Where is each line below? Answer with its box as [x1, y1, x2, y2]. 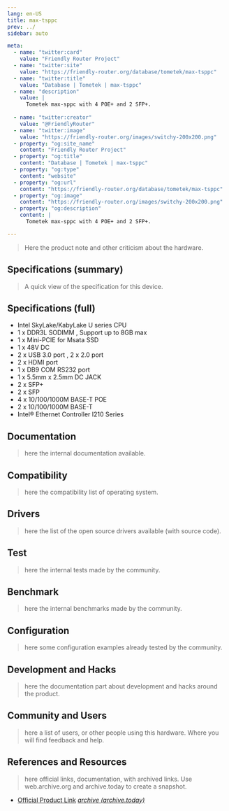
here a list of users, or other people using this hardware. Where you [24, 728, 219, 737]
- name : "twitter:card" [13, 49, 82, 56]
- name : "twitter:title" [13, 75, 86, 82]
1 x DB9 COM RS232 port [17, 365, 91, 374]
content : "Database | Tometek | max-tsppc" [20, 160, 149, 167]
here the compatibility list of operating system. [24, 488, 158, 496]
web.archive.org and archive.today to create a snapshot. [24, 782, 187, 791]
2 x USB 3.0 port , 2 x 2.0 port [17, 351, 104, 359]
